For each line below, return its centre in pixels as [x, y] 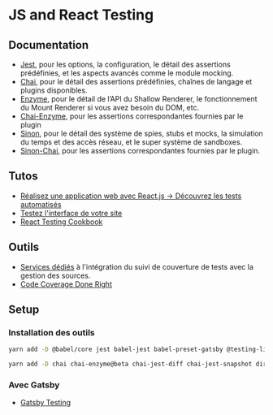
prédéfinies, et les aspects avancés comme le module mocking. [127, 73]
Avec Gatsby [34, 385]
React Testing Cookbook [61, 222]
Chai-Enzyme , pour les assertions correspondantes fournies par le [132, 116]
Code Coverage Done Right [66, 284]
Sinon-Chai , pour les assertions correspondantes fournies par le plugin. [140, 151]
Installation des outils [52, 332]
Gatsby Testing [45, 403]
